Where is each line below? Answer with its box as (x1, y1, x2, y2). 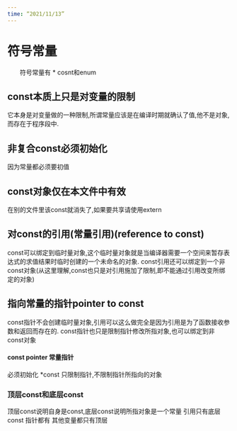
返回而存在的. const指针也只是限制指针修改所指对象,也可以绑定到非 (19, 327, 215, 335)
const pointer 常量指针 (7, 353, 74, 362)
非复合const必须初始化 (7, 142, 108, 155)
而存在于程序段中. (7, 120, 59, 128)
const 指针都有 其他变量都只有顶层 (7, 416, 108, 425)
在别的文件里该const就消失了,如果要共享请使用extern (7, 206, 162, 213)
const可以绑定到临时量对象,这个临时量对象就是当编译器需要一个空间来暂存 (7, 248, 224, 257)
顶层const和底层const (7, 389, 83, 399)
